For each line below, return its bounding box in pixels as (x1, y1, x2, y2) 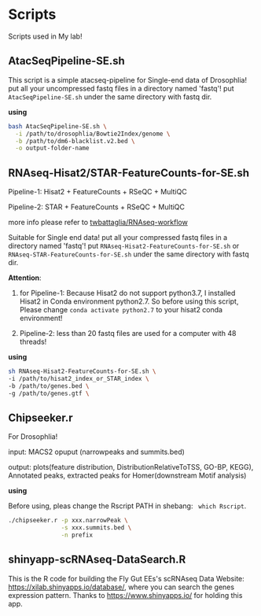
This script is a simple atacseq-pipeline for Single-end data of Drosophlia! (8, 75, 248, 84)
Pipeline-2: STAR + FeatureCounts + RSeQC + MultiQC (8, 202, 186, 212)
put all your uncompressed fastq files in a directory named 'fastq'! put (8, 83, 234, 93)
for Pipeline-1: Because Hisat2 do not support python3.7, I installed (19, 289, 236, 298)
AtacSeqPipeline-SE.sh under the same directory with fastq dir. (8, 92, 212, 101)
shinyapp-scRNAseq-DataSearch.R (8, 553, 186, 566)
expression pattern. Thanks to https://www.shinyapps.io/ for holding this (8, 590, 243, 599)
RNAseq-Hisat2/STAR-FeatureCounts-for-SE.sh (8, 166, 250, 179)
